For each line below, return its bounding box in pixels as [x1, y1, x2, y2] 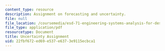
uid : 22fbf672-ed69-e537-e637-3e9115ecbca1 [5, 39, 96, 44]
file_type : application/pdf [5, 25, 63, 30]
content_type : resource [5, 7, 54, 12]
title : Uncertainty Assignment [5, 34, 69, 39]
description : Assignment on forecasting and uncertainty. [5, 12, 126, 17]
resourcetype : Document [5, 30, 54, 34]
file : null [5, 16, 27, 21]
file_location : [5, 20, 36, 26]
